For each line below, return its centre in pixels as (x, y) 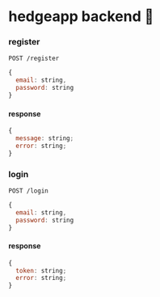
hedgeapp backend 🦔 (81, 17)
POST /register (34, 59)
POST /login (28, 191)
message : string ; (45, 138)
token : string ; (41, 270)
